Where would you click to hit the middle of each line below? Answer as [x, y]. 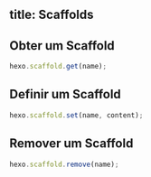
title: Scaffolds [52, 15]
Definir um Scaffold [66, 94]
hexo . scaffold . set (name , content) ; [76, 115]
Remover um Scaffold [71, 144]
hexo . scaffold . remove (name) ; [64, 164]
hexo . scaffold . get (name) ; [58, 67]
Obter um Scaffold [62, 46]
